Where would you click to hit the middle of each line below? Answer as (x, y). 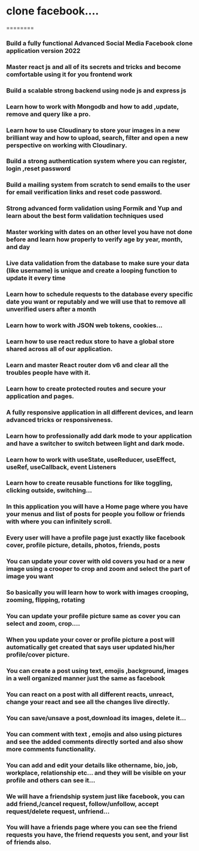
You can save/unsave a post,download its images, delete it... (96, 718)
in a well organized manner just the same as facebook (86, 678)
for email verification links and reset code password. (84, 192)
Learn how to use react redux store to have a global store (90, 341)
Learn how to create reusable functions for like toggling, (89, 483)
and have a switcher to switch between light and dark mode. (96, 444)
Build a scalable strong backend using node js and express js (96, 90)
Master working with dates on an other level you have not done (99, 232)
